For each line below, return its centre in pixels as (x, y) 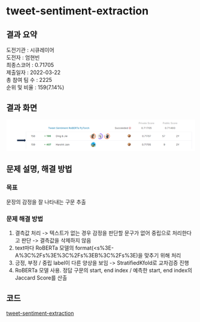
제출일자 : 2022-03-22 (34, 72)
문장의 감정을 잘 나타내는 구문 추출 (46, 202)
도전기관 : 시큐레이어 (30, 50)
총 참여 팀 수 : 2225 (29, 80)
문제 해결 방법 (25, 219)
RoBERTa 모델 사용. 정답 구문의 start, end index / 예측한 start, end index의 (104, 270)
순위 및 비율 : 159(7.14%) (35, 87)
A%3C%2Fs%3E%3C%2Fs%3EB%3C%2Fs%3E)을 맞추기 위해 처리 (98, 255)
